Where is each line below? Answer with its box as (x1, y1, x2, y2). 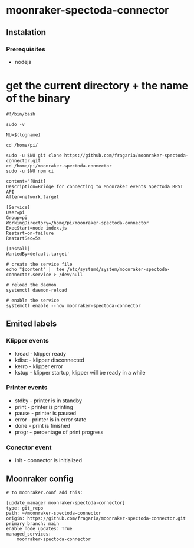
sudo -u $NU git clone (6, 152, 62, 159)
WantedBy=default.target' (6, 251, 70, 257)
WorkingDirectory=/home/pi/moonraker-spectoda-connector (6, 220, 149, 225)
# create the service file (6, 261, 73, 267)
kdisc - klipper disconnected (14, 356, 84, 363)
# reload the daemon (6, 282, 57, 288)
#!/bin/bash (6, 111, 35, 117)
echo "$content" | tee (6, 266, 65, 272)
